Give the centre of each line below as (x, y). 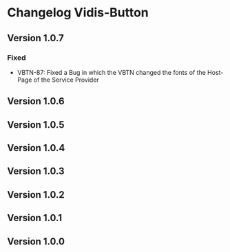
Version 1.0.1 (35, 218)
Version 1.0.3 (36, 171)
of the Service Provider (66, 80)
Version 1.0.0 (36, 241)
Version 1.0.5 (36, 125)
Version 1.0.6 (36, 101)
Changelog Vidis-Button (78, 13)
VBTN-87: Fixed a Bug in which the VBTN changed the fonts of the (112, 72)
